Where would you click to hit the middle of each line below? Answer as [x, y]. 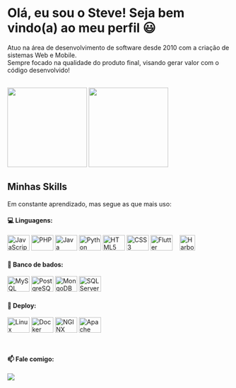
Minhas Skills [37, 187]
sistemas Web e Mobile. [42, 55]
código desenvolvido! [39, 70]
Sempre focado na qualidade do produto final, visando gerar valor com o [113, 62]
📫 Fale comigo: [31, 359]
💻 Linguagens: [30, 221]
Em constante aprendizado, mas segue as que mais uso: [89, 204]
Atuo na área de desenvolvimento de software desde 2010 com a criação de [118, 47]
